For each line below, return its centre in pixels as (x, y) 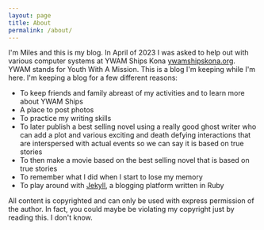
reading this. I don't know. (50, 217)
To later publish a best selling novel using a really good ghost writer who (138, 126)
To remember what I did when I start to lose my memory (111, 177)
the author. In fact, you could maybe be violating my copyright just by (122, 209)
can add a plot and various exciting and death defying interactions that (135, 135)
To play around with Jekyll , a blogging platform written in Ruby (122, 186)
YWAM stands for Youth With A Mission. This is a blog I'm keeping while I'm (132, 70)
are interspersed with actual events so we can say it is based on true (132, 144)
